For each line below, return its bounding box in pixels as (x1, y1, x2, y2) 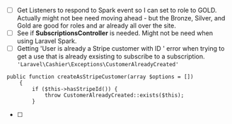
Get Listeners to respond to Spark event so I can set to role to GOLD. (16, 6, 217, 14)
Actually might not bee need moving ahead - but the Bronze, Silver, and (16, 14, 226, 23)
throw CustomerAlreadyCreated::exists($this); (44, 92, 185, 99)
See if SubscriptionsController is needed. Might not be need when (16, 29, 214, 37)
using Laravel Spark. (16, 37, 77, 45)
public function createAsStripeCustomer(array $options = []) (6, 73, 194, 80)
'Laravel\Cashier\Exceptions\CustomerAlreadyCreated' (16, 61, 179, 68)
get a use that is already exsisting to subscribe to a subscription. (16, 52, 206, 61)
